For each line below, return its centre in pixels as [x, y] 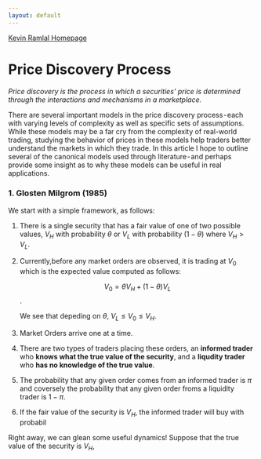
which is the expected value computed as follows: [100, 271]
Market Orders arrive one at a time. [76, 333]
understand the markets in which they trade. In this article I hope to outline [128, 148]
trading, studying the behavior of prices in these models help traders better [130, 140]
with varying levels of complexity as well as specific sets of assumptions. [126, 123]
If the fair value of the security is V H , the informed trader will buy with [132, 413]
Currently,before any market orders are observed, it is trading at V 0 [128, 262]
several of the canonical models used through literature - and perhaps [120, 156]
